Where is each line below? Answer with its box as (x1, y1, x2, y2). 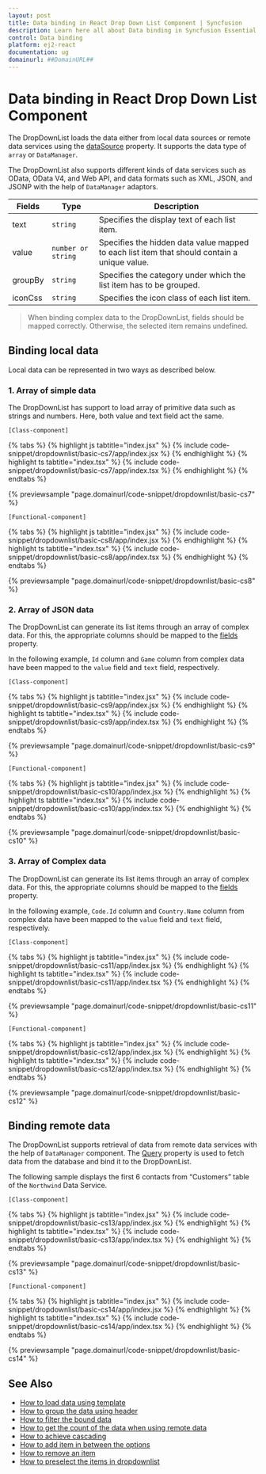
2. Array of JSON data (8, 604, 94, 615)
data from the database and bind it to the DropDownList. (8, 1157, 192, 1167)
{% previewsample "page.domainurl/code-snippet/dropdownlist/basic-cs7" (8, 489, 256, 499)
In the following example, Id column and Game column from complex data (8, 654, 245, 664)
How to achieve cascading (19, 1431, 107, 1442)
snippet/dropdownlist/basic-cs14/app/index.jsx (8, 1305, 162, 1315)
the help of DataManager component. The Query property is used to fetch (8, 1148, 245, 1158)
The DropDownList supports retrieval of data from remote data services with (8, 1140, 257, 1149)
